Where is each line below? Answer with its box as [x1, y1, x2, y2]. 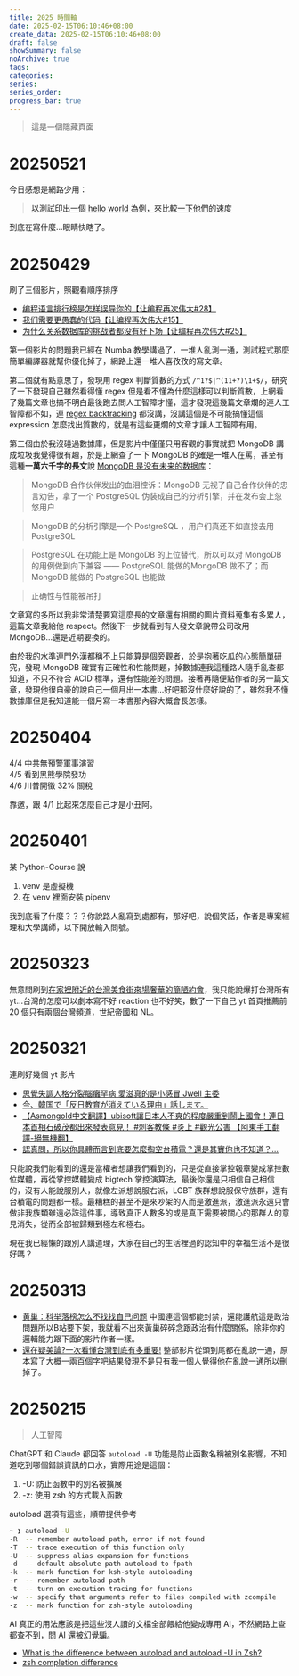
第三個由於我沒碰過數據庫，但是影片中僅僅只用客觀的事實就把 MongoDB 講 [9, 438, 285, 449]
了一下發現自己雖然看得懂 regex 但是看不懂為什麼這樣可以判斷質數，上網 [9, 386, 277, 397]
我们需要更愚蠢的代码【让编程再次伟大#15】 [21, 314, 184, 326]
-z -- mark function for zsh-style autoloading [9, 1601, 193, 1610]
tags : [9, 63, 29, 72]
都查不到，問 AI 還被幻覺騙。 [9, 1630, 116, 1640]
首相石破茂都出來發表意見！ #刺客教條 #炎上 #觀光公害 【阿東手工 [29, 1122, 273, 1132]
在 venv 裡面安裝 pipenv [21, 892, 111, 902]
